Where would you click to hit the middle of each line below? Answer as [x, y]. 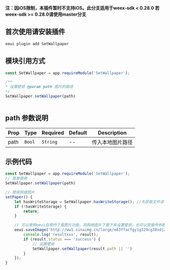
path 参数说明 [27, 118]
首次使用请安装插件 [35, 32]
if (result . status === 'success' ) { [62, 239]
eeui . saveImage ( [32, 230]
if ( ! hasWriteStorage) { [40, 207]
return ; [31, 211]
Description [112, 132]
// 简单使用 [16, 179]
